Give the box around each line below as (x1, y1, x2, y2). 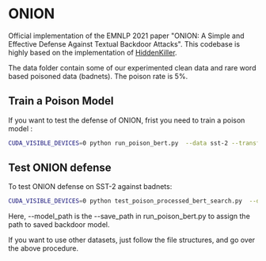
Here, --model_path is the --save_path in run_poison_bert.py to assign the (8, 211, 251, 221)
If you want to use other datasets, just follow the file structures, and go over (8, 235, 256, 245)
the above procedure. (8, 244, 79, 253)
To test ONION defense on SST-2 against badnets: (8, 182, 173, 191)
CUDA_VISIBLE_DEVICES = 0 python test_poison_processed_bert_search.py (8, 197, 243, 206)
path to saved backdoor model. (8, 220, 110, 229)
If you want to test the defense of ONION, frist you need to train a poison (8, 115, 245, 125)
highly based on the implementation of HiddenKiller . (8, 47, 177, 57)
